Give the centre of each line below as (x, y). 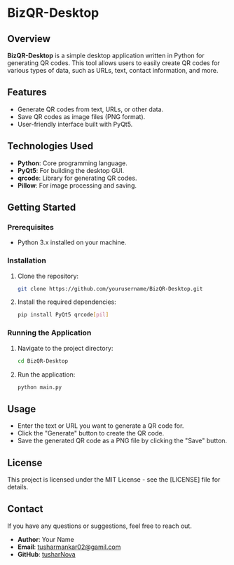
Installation (27, 260)
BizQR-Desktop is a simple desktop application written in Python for (106, 55)
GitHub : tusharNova (46, 554)
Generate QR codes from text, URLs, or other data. (90, 109)
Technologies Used (50, 146)
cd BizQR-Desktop (43, 361)
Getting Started (42, 208)
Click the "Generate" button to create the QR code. (91, 433)
